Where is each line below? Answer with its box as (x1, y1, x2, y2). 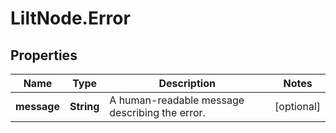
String (69, 100, 100, 113)
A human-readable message (109, 93, 245, 107)
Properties (10, 47, 78, 64)
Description (158, 77, 216, 90)
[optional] (274, 100, 321, 113)
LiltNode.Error (10, 7, 131, 30)
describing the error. (109, 106, 206, 119)
